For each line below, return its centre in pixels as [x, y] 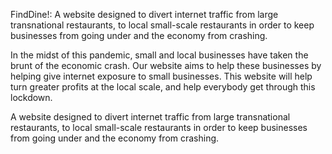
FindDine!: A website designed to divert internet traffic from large [144, 14]
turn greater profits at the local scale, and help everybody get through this [163, 87]
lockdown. [31, 97]
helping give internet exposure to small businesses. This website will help [161, 76]
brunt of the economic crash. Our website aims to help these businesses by [166, 65]
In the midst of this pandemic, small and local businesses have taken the [159, 55]
